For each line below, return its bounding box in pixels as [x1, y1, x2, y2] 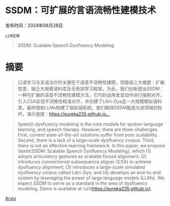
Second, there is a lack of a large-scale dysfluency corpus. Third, [17, 137, 155, 143]
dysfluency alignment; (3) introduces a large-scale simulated [17, 164, 146, 170]
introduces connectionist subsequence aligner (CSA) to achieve [17, 158, 151, 164]
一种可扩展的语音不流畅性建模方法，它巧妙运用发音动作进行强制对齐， [17, 92, 165, 98]
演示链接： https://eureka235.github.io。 [26, 111, 111, 117]
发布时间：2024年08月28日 [5, 22, 63, 28]
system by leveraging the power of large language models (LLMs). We [17, 175, 165, 181]
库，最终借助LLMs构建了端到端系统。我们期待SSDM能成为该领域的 [17, 104, 158, 110]
